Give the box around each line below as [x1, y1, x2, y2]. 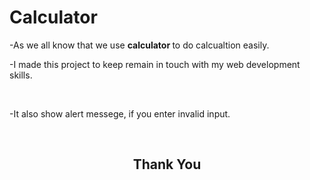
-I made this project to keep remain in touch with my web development [9, 58, 301, 70]
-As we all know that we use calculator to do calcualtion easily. [9, 39, 270, 51]
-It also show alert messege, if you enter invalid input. [9, 107, 231, 120]
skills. [9, 69, 33, 81]
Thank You [132, 156, 202, 173]
